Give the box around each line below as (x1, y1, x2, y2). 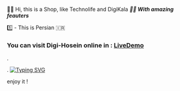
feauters (7, 12, 29, 19)
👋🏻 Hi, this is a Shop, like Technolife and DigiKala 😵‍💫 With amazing (7, 6, 174, 13)
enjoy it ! (7, 78, 28, 85)
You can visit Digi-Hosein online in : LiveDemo (7, 41, 144, 49)
